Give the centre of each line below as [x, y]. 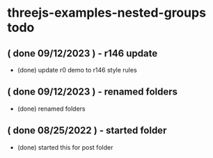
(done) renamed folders [51, 109]
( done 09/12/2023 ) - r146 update [82, 53]
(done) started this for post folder [65, 147]
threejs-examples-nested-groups [107, 13]
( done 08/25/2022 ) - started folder [87, 131]
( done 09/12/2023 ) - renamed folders [93, 92]
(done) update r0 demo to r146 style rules [77, 70]
